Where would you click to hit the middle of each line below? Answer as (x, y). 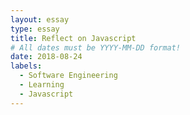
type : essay (35, 29)
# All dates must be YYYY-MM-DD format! (96, 47)
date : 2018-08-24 (46, 57)
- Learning (42, 85)
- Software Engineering (68, 76)
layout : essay (40, 19)
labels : (26, 66)
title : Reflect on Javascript (73, 38)
